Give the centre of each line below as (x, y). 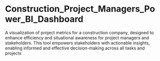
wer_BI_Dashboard (44, 19)
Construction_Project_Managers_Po (80, 9)
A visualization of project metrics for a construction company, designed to (80, 32)
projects (13, 53)
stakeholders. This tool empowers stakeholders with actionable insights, (78, 43)
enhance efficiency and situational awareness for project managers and (77, 38)
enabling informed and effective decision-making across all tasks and (75, 48)
